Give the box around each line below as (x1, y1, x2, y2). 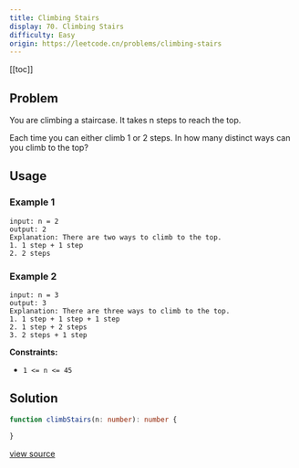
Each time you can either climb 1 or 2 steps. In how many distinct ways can (9, 133, 291, 144)
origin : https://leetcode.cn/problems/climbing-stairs (9, 38, 222, 48)
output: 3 (9, 299, 47, 308)
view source (9, 448, 56, 459)
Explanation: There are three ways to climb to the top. (9, 307, 231, 316)
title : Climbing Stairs (9, 13, 100, 23)
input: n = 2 (9, 217, 59, 226)
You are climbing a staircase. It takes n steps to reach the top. (9, 115, 242, 126)
